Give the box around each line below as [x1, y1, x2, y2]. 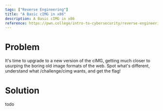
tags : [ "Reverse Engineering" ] [5, 7, 68, 12]
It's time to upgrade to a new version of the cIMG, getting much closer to [5, 58, 150, 64]
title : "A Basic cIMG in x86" [5, 12, 66, 17]
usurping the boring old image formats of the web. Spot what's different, [5, 63, 150, 69]
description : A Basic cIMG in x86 [5, 16, 75, 21]
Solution [5, 85, 40, 96]
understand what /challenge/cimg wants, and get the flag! [5, 68, 121, 74]
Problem [5, 42, 40, 53]
